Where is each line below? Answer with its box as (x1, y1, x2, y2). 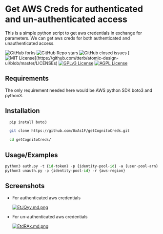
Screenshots (5, 182, 45, 190)
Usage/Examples (5, 150, 58, 159)
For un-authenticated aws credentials (12, 213, 88, 219)
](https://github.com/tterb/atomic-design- (34, 55, 119, 61)
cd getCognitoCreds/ (9, 137, 51, 142)
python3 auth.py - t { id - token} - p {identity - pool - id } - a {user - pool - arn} (5, 164, 159, 169)
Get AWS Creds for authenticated (5, 3, 143, 15)
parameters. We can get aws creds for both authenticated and (5, 35, 130, 41)
